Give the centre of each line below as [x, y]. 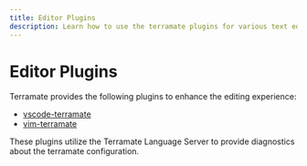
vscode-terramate [57, 114]
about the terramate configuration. [74, 151]
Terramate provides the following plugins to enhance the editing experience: [153, 97]
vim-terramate [50, 124]
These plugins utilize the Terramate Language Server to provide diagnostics [152, 141]
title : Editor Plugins [53, 18]
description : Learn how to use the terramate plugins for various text [148, 26]
